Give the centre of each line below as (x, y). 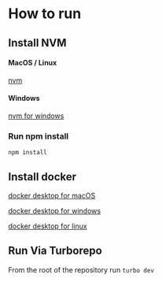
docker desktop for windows (54, 211)
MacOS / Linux (33, 63)
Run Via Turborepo (55, 251)
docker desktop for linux (48, 226)
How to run (45, 14)
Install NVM (37, 43)
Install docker (42, 177)
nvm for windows (36, 116)
